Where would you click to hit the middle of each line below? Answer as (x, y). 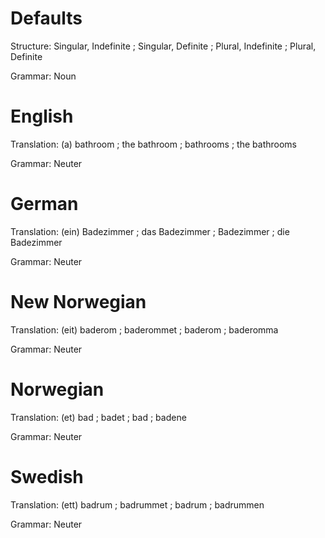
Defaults (46, 18)
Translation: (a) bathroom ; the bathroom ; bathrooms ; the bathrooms (153, 144)
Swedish (47, 476)
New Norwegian (78, 302)
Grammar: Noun (43, 76)
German (44, 204)
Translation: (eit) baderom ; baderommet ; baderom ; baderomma (144, 329)
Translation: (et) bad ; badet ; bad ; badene (98, 417)
